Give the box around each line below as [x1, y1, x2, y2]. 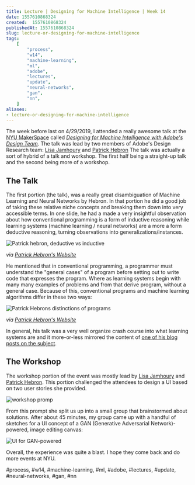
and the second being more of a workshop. [6, 159, 110, 166]
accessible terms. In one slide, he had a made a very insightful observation [6, 210, 186, 217]
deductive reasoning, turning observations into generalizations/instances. [6, 228, 183, 235]
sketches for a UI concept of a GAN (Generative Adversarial [6, 420, 150, 427]
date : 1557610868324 [6, 14, 57, 20]
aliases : [6, 106, 27, 112]
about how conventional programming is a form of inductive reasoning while [6, 216, 190, 223]
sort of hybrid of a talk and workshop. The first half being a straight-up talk [6, 153, 187, 160]
